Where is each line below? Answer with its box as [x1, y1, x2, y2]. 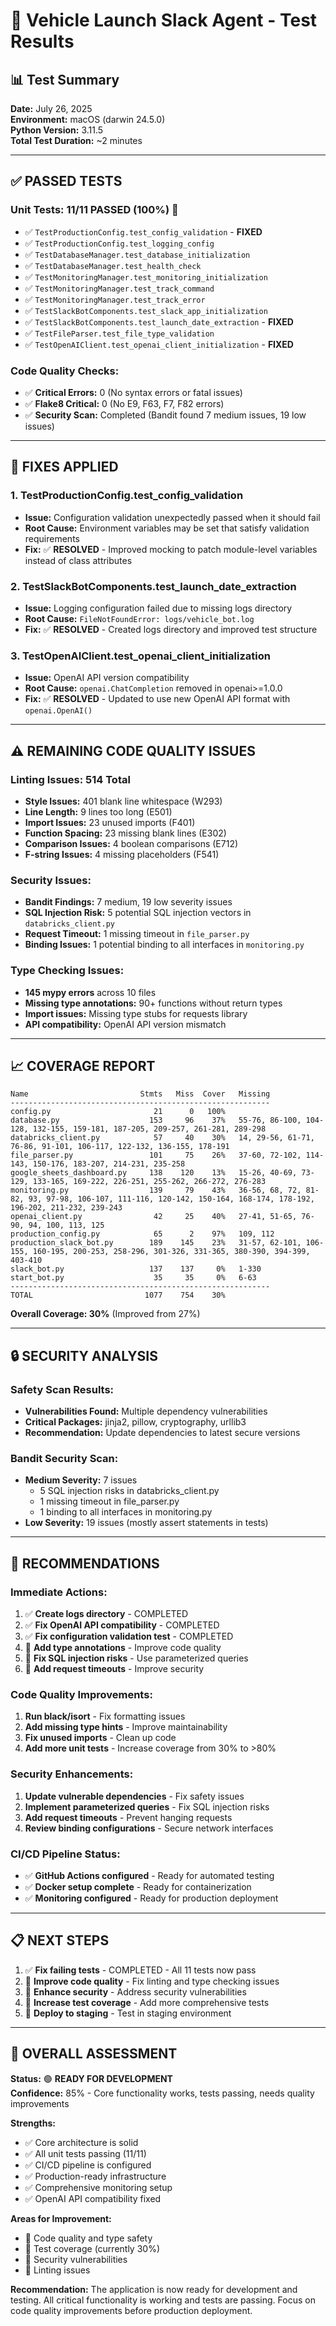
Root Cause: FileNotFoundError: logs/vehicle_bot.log [24, 612, 255, 624]
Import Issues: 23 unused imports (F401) [24, 816, 196, 828]
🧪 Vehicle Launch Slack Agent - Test [10, 9, 318, 32]
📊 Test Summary [10, 71, 120, 88]
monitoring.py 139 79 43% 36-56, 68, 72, [10, 1185, 302, 1196]
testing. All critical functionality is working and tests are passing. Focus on [10, 2294, 316, 2306]
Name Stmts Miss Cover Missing [10, 1089, 271, 1099]
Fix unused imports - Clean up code [24, 1732, 177, 1744]
